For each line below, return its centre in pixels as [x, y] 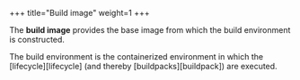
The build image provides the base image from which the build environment [150, 30]
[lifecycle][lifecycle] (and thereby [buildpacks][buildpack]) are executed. [143, 66]
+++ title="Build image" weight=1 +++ [79, 13]
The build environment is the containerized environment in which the [136, 56]
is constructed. [37, 40]
